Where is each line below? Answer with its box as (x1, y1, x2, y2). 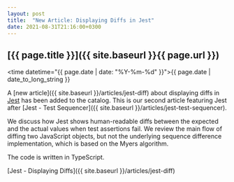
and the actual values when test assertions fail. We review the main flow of (7, 125, 222, 133)
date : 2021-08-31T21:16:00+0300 (7, 23, 101, 30)
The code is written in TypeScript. (7, 153, 105, 162)
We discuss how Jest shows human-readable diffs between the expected (7, 117, 219, 126)
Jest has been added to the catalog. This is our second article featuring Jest (7, 96, 227, 105)
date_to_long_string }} (7, 75, 71, 84)
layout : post (7, 10, 45, 17)
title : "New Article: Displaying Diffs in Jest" (7, 17, 155, 24)
